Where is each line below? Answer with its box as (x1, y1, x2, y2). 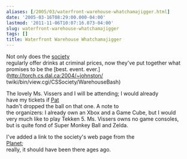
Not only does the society (6, 53, 70, 60)
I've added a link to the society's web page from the (6, 133, 135, 140)
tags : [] (6, 31, 28, 37)
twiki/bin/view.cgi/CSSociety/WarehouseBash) (6, 78, 121, 85)
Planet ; (6, 140, 24, 146)
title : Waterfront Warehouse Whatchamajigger (6, 36, 122, 42)
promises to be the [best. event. (6, 66, 85, 72)
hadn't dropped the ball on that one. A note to (6, 103, 119, 109)
